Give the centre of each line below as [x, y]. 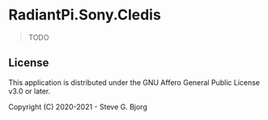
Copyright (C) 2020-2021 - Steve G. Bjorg [78, 106]
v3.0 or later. [30, 91]
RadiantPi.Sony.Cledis [85, 15]
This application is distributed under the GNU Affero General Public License [134, 82]
